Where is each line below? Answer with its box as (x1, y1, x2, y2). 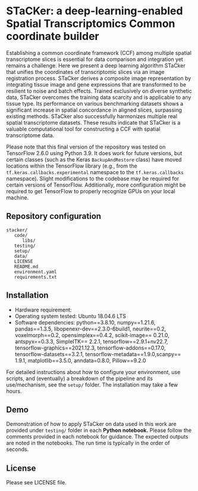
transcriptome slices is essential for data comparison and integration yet (6, 55, 183, 63)
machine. (6, 194, 29, 201)
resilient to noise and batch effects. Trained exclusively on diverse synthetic (6, 87, 192, 94)
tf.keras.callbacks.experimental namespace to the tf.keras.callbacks (6, 168, 184, 175)
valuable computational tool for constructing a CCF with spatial (6, 125, 161, 132)
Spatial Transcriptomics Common (6, 17, 175, 30)
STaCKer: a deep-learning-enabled (6, 4, 183, 18)
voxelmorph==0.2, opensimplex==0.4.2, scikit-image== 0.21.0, (14, 331, 169, 338)
